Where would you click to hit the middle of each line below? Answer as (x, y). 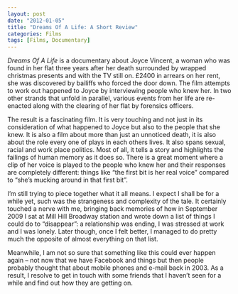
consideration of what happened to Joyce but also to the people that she (114, 127)
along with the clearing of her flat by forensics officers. (113, 106)
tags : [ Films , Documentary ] (49, 40)
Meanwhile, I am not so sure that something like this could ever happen (112, 253)
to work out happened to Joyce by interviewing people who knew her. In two (119, 91)
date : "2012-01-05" (36, 21)
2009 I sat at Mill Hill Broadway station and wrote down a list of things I (111, 217)
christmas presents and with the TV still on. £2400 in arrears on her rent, (114, 76)
